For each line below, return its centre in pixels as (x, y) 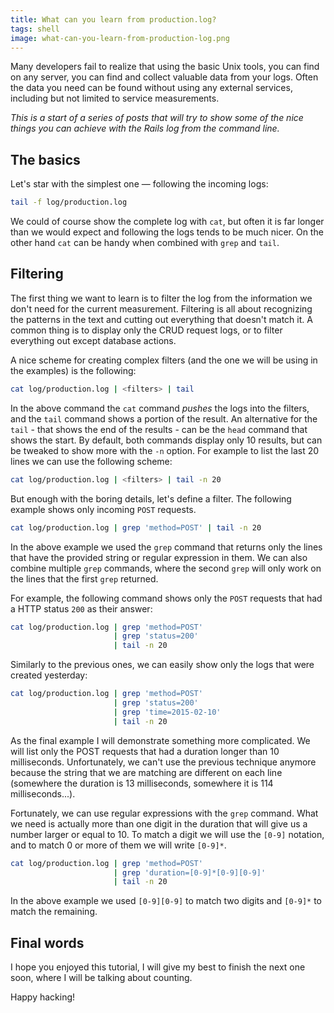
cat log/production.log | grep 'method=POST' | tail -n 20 (136, 527)
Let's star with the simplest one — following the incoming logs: (139, 184)
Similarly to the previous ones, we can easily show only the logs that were (162, 665)
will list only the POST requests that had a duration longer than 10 (145, 751)
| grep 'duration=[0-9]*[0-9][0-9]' (190, 872)
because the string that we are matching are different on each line (146, 772)
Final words (47, 942)
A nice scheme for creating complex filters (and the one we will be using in (164, 360)
